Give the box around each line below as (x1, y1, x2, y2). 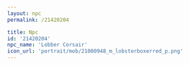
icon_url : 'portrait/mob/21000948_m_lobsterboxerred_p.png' (7, 48, 184, 55)
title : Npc (7, 29, 39, 36)
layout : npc (7, 10, 41, 17)
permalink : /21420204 (7, 16, 70, 23)
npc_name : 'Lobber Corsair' (7, 42, 88, 49)
